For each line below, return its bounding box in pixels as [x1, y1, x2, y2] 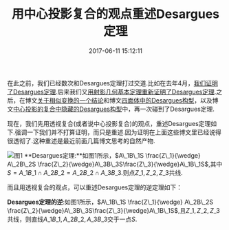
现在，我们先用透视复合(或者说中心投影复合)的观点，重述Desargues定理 [7, 119, 211, 127]
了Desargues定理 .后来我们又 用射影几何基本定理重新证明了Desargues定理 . [7, 87, 217, 96]
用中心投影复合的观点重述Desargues [11, 6, 220, 22]
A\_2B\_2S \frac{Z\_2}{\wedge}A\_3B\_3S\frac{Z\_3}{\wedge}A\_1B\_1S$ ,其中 [7, 160, 223, 168]
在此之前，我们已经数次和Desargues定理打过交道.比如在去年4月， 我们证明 [7, 79, 219, 87]
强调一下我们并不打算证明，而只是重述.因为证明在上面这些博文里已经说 [14, 128, 216, 136]
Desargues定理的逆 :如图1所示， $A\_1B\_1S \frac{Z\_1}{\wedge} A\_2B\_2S [7, 198, 214, 206]
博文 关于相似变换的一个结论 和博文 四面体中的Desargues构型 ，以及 [25, 96, 212, 104]
